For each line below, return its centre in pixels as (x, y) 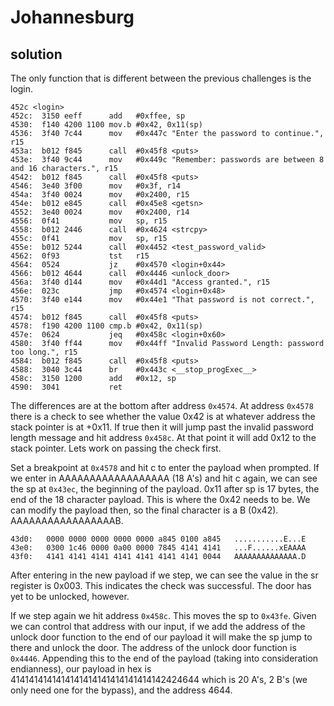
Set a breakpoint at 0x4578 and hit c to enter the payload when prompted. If (165, 467)
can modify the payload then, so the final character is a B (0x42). (144, 510)
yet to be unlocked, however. (70, 596)
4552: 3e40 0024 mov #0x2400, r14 (100, 212)
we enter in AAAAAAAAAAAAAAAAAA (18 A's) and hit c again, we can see (164, 478)
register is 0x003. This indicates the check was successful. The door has (161, 585)
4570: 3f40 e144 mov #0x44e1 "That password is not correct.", (162, 300)
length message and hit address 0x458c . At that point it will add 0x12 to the (163, 437)
